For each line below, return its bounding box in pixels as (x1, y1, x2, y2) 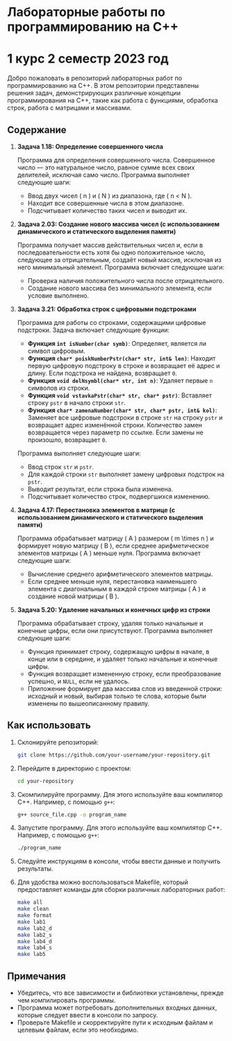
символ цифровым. (27, 347, 85, 355)
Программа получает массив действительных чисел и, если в (17, 241, 204, 249)
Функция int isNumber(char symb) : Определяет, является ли (27, 339, 207, 347)
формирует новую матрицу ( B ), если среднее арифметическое (17, 541, 210, 549)
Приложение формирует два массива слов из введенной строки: (27, 684, 222, 692)
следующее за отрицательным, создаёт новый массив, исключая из (17, 255, 222, 264)
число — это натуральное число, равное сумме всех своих (17, 163, 195, 172)
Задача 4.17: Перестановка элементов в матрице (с (17, 506, 176, 514)
